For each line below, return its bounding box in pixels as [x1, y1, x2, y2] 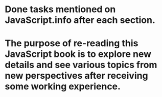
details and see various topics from [5, 59, 157, 71]
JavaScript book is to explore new [5, 48, 152, 60]
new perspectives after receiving [5, 70, 149, 82]
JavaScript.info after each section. [5, 14, 155, 26]
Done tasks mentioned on [5, 4, 116, 15]
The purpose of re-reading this [5, 38, 138, 49]
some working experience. [5, 81, 121, 92]
